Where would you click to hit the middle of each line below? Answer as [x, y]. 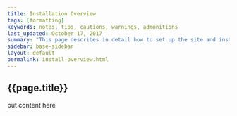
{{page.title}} [38, 88]
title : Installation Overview [52, 14]
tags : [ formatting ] [36, 20]
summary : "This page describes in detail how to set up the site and [112, 40]
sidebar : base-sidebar [41, 46]
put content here [32, 105]
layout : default [31, 53]
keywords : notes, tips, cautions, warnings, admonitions [93, 27]
